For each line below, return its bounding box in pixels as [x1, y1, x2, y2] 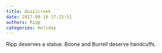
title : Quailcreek [6, 8, 51, 15]
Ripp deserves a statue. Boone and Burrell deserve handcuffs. [6, 41, 157, 48]
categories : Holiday [6, 24, 57, 31]
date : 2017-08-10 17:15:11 [6, 14, 72, 20]
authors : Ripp [6, 19, 41, 25]
